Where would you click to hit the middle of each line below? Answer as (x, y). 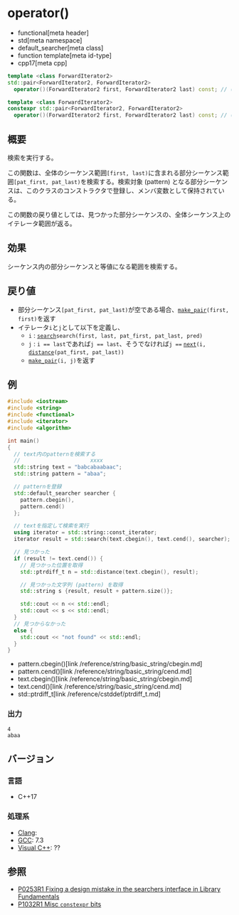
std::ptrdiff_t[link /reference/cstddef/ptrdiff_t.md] (89, 694)
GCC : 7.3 (31, 840)
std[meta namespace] (50, 40)
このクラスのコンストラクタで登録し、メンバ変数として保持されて (122, 191)
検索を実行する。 (32, 157)
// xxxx (58, 461)
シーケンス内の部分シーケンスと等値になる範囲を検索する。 (94, 266)
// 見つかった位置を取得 (52, 565)
